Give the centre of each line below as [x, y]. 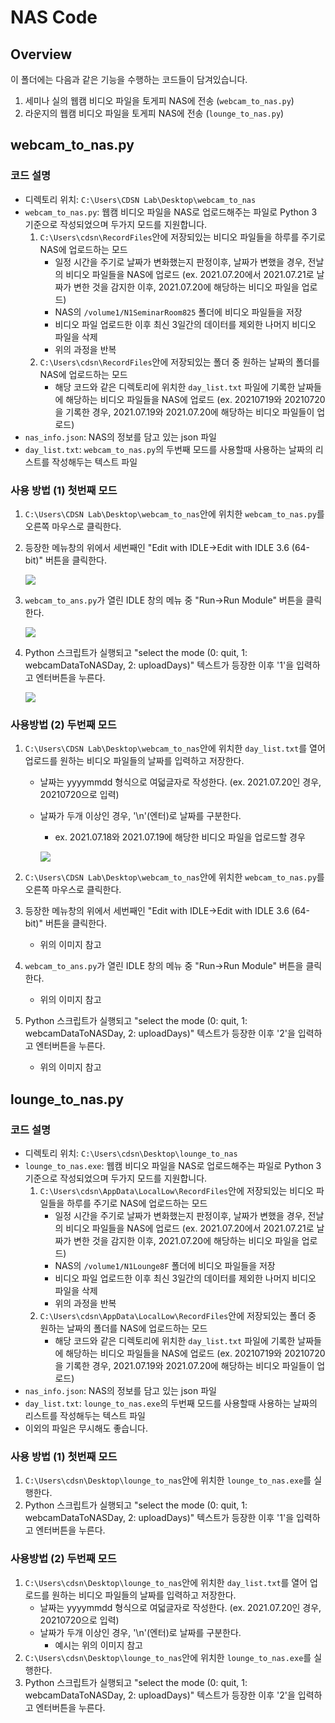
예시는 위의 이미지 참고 [99, 1645]
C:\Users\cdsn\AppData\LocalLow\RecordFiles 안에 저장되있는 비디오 [176, 1190]
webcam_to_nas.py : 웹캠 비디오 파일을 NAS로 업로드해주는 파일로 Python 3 [171, 212]
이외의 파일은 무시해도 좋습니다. [86, 1428]
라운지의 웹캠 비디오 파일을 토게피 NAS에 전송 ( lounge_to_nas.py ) [154, 113]
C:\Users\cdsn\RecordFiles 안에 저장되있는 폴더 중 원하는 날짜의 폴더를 [179, 362]
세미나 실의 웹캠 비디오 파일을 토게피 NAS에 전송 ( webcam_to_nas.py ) [159, 100]
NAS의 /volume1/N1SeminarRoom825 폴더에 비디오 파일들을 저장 [178, 312]
